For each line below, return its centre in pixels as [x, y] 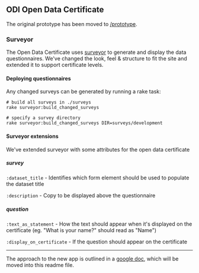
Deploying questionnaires [38, 78]
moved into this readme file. [40, 265]
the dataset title [25, 184]
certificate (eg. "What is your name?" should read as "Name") [81, 230]
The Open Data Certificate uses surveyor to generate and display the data [96, 52]
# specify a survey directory [44, 118]
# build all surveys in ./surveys [49, 102]
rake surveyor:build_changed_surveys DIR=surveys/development [84, 123]
